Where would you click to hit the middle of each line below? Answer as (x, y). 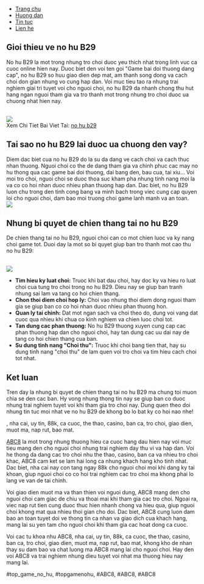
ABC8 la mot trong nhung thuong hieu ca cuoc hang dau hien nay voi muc (99, 442)
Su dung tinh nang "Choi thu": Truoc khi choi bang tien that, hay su (101, 345)
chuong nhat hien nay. (34, 101)
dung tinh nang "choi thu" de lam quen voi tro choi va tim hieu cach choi (106, 352)
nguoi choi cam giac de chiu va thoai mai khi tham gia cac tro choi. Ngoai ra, (102, 499)
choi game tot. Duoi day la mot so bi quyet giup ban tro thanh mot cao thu (99, 244)
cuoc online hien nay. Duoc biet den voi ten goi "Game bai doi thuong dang (100, 68)
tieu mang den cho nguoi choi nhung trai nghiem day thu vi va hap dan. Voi (100, 448)
